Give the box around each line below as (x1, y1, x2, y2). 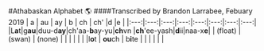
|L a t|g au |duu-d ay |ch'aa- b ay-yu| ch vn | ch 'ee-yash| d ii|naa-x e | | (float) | (8, 26, 241, 35)
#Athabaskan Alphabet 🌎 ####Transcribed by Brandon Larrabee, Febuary (8, 6, 253, 16)
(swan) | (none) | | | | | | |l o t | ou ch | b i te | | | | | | (8, 35, 165, 43)
